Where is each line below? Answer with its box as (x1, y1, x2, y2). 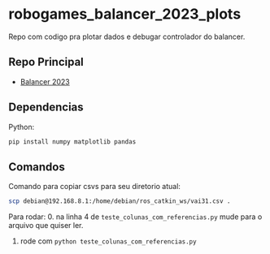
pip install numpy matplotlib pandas (8, 137, 137, 146)
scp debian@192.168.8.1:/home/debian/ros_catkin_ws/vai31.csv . (8, 197, 231, 205)
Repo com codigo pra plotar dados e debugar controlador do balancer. (8, 32, 246, 41)
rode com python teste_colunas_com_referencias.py (20, 236, 197, 246)
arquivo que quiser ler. (8, 221, 84, 230)
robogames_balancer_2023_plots (8, 5, 242, 24)
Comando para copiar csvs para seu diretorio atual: (8, 182, 181, 192)
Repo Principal (8, 55, 84, 69)
